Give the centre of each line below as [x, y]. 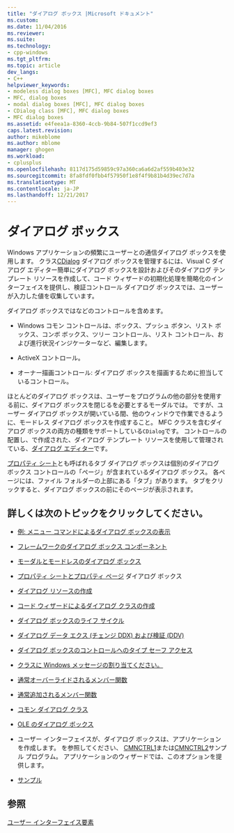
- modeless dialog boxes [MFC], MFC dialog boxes [81, 91]
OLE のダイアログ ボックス [55, 724]
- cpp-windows [28, 53]
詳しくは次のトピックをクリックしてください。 [108, 513]
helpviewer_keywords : [39, 85]
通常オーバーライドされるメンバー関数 [72, 680]
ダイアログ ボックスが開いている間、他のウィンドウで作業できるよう [125, 414]
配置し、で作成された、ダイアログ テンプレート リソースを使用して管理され [116, 440]
